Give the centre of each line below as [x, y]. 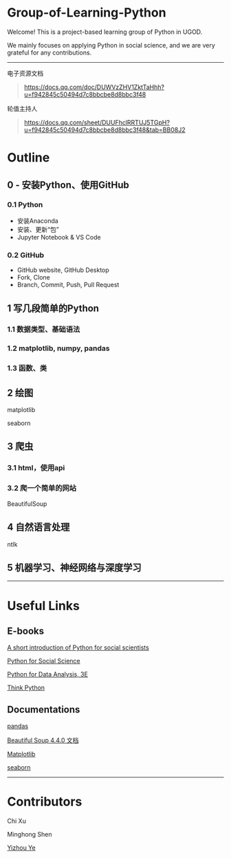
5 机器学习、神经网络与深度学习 [75, 567]
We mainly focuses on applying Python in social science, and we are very [111, 45]
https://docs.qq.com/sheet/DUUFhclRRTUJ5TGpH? [97, 122]
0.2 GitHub [26, 255]
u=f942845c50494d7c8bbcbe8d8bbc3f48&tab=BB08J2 [104, 130]
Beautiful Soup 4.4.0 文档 [43, 741]
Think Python [26, 688]
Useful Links [44, 606]
